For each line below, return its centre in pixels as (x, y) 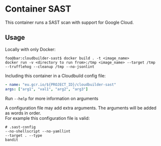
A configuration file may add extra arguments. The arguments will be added (81, 108)
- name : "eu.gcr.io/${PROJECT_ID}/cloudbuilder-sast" (61, 84)
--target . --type (24, 135)
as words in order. (23, 113)
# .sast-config (20, 127)
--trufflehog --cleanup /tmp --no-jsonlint (50, 66)
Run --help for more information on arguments (52, 98)
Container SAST (38, 9)
